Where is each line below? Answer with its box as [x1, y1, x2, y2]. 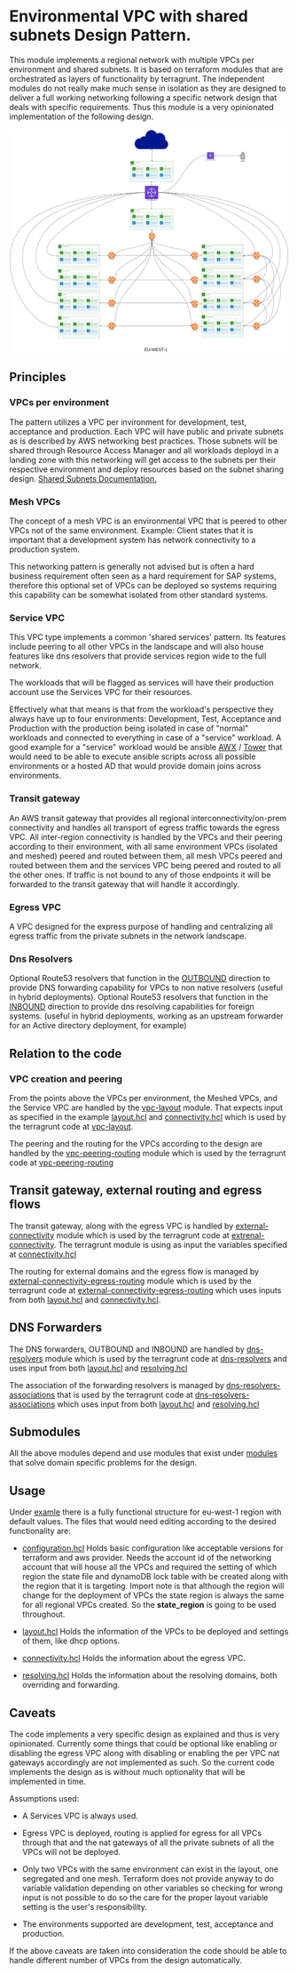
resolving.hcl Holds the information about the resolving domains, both [21, 1670, 277, 1681]
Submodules [9, 1424, 82, 1439]
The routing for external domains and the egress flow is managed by [9, 1266, 260, 1276]
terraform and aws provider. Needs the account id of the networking [21, 1553, 272, 1563]
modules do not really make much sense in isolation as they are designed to [9, 83, 286, 93]
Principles [9, 370, 66, 385]
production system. [9, 544, 80, 555]
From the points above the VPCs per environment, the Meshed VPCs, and [9, 1092, 277, 1103]
